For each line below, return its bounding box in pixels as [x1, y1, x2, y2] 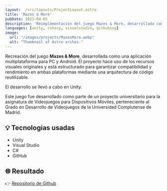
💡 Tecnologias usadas [5, 124, 75, 132]
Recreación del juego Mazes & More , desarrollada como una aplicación [5, 53, 152, 59]
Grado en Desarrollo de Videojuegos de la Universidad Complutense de [5, 104, 152, 110]
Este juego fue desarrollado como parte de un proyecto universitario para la [5, 93, 161, 99]
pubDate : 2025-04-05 [5, 16, 48, 21]
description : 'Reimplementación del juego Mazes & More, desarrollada [5, 21, 155, 26]
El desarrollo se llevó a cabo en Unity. [5, 84, 83, 90]
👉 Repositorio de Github [5, 181, 56, 187]
